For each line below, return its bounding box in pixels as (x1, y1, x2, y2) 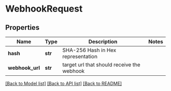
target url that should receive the (62, 61, 141, 68)
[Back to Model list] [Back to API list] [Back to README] (5, 80, 122, 86)
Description (88, 38, 118, 45)
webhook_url (8, 64, 40, 71)
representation (62, 53, 98, 60)
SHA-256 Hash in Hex (62, 47, 117, 54)
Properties (5, 23, 40, 32)
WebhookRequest (5, 3, 83, 15)
